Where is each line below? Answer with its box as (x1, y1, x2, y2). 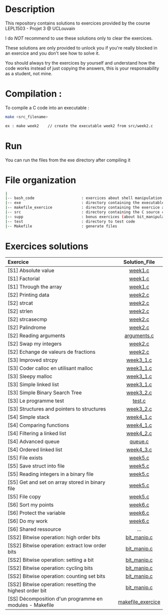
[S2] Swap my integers (7, 340, 62, 347)
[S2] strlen (7, 308, 33, 315)
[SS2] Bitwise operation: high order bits (7, 534, 100, 541)
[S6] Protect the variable (7, 510, 66, 517)
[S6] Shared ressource (7, 526, 61, 533)
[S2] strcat (7, 300, 33, 307)
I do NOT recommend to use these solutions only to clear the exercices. (5, 35, 153, 41)
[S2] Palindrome (7, 324, 46, 331)
